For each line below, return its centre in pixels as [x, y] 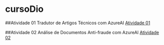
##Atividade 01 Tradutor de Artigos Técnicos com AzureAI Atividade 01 [78, 23]
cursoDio [24, 9]
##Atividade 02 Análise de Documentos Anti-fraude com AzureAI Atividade [82, 32]
